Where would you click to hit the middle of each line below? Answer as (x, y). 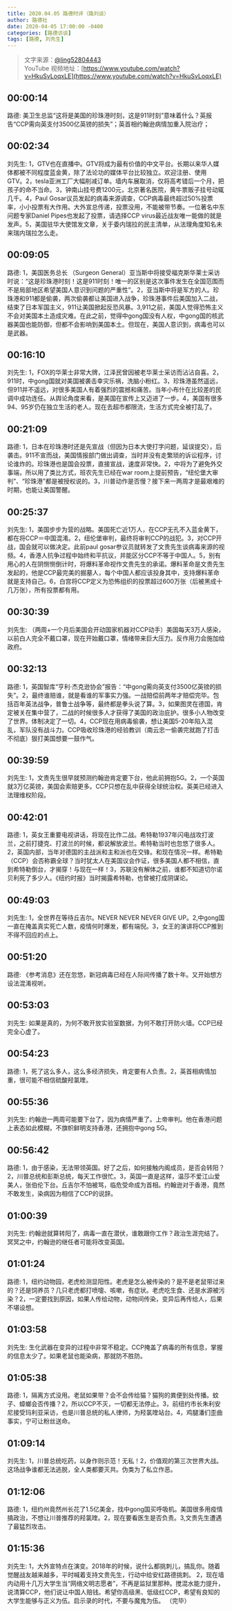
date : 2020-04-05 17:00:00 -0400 (55, 26)
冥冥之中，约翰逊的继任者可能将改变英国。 (68, 1241)
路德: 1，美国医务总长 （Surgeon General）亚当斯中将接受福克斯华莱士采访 (114, 272)
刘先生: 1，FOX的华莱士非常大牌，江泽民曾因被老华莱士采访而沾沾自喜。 (110, 372)
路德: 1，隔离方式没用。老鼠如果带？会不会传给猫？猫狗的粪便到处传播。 (110, 1395)
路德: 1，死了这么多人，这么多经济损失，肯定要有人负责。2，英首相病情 (109, 1071)
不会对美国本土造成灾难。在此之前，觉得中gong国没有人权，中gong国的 (109, 316)
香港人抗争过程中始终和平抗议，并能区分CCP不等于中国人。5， (119, 555)
